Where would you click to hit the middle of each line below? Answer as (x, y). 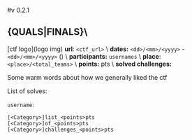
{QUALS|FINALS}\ (47, 32)
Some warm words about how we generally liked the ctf (87, 77)
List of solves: (27, 91)
